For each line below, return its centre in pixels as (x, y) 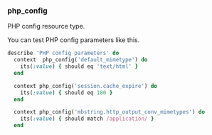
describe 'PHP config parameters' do (63, 53)
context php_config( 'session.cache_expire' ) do (86, 86)
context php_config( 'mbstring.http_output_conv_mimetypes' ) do (109, 112)
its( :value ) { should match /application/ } (87, 119)
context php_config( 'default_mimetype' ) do (81, 60)
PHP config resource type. (46, 26)
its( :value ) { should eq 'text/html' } (79, 66)
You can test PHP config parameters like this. (74, 40)
